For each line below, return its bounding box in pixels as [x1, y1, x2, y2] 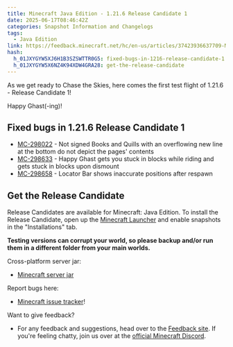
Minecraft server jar [17, 271, 74, 279]
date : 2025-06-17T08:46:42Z [7, 17, 89, 24]
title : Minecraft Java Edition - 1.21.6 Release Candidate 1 [7, 10, 188, 17]
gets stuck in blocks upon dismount [17, 162, 119, 171]
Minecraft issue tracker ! [17, 298, 85, 306]
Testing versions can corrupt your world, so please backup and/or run [7, 237, 214, 245]
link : [7, 42, 23, 49]
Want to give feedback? [7, 311, 75, 319]
